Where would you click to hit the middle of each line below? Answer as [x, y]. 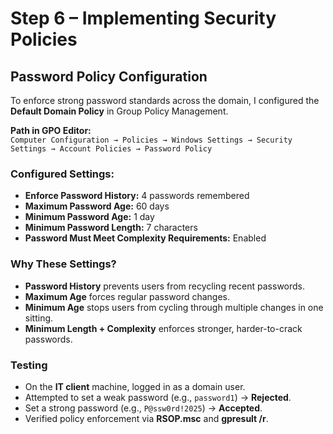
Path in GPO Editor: [51, 130]
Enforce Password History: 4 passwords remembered [137, 196]
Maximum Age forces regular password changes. [127, 296]
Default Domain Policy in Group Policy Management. [119, 111]
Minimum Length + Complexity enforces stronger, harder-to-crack [163, 328]
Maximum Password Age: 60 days [97, 206]
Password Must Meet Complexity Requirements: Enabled [145, 238]
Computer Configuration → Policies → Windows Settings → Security [151, 140]
